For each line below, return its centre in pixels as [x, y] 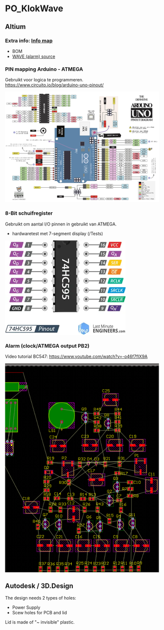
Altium [15, 27]
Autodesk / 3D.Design [39, 586]
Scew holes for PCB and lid [40, 612]
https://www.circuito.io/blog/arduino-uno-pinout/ [54, 85]
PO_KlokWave [34, 9]
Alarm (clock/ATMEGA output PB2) [47, 346]
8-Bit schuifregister [29, 213]
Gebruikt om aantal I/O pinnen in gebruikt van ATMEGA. [61, 224]
